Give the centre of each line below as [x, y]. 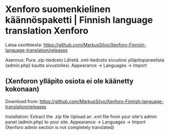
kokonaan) [22, 89]
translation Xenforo [47, 31]
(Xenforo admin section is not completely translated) [60, 127]
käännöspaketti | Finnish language [79, 20]
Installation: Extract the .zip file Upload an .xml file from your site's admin [81, 116]
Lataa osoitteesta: [24, 44]
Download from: [22, 101]
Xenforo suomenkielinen [58, 9]
